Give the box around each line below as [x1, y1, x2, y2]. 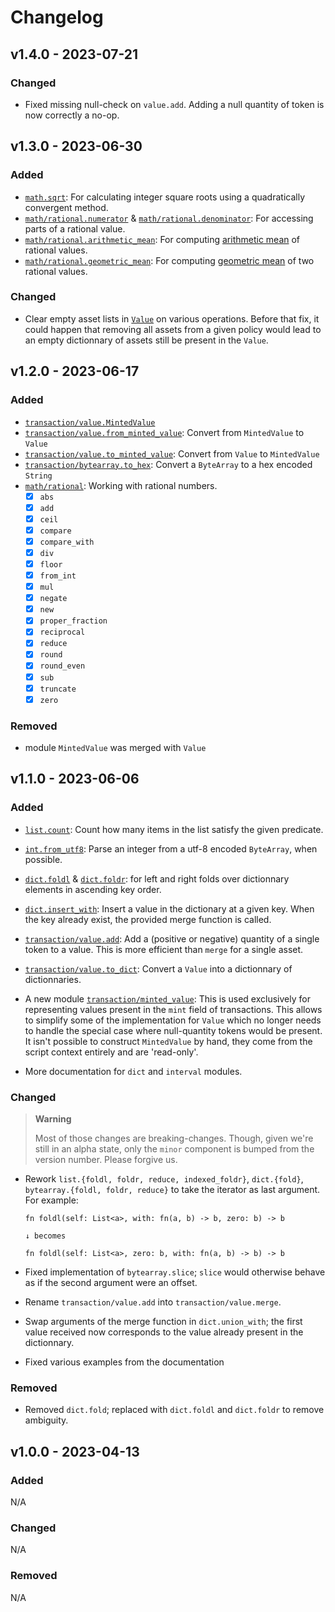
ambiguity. [24, 1414, 69, 1426]
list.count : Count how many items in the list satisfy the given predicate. [24, 823, 324, 835]
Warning [34, 1113, 72, 1125]
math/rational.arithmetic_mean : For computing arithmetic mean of [24, 233, 301, 245]
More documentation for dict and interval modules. [24, 1065, 243, 1077]
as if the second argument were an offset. [24, 1277, 198, 1289]
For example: [24, 1194, 79, 1206]
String [24, 471, 53, 481]
